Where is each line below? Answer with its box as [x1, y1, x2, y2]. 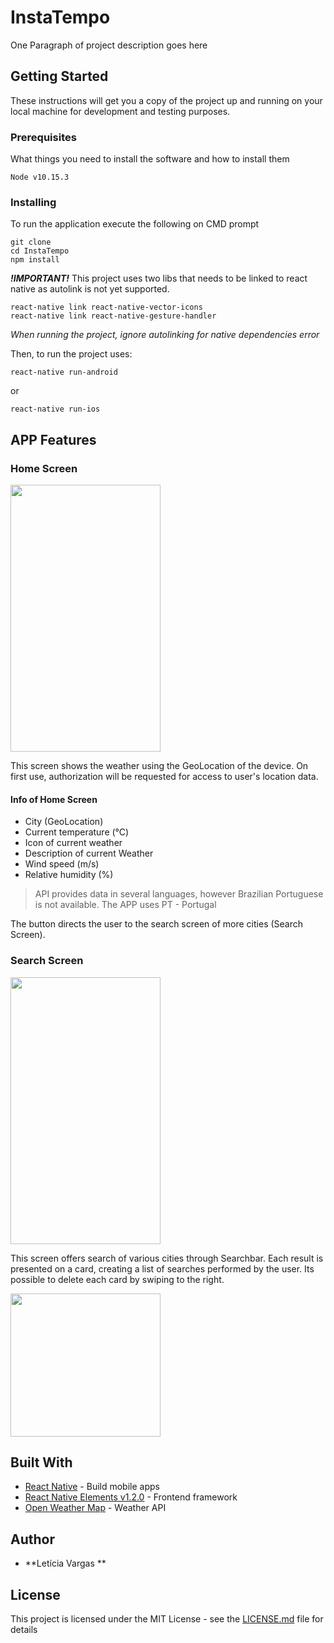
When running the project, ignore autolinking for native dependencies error [10, 329, 320, 341]
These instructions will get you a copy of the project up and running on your [10, 94, 323, 106]
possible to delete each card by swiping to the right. [10, 1273, 225, 1285]
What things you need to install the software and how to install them [10, 153, 290, 165]
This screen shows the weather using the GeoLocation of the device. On [10, 760, 309, 772]
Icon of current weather [24, 837, 123, 849]
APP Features [10, 431, 97, 448]
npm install [10, 255, 60, 265]
